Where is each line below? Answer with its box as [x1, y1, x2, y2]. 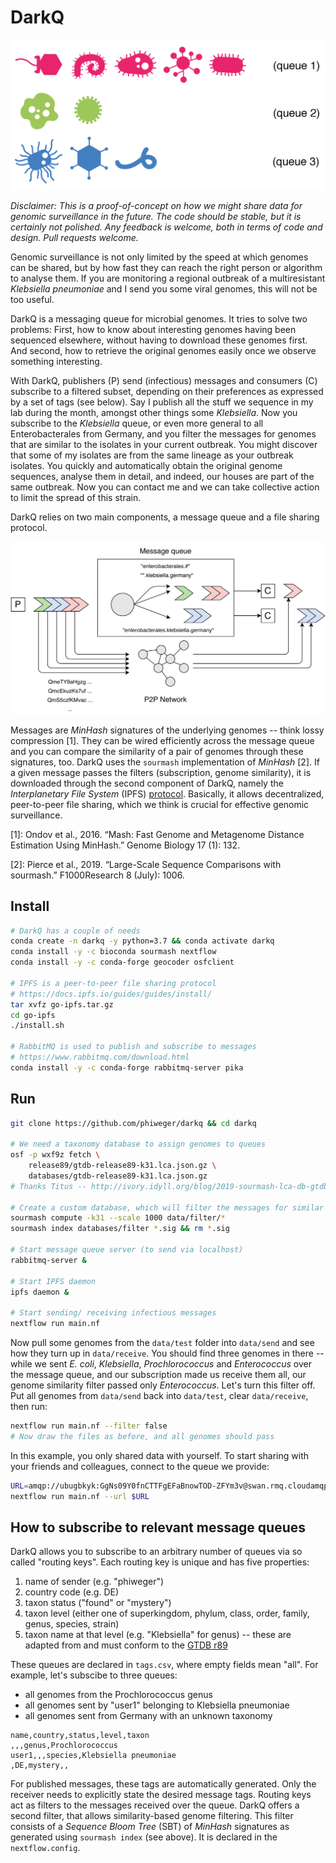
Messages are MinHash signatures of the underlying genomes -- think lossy [10, 724, 325, 736]
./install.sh [10, 1021, 65, 1031]
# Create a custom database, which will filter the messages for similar [10, 1202, 325, 1213]
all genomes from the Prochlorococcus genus [24, 1689, 213, 1701]
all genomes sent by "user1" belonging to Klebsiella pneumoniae [24, 1699, 290, 1711]
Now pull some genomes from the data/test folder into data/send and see [10, 1337, 315, 1349]
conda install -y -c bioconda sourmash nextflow [10, 947, 217, 957]
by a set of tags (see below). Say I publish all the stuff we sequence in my [10, 396, 314, 408]
